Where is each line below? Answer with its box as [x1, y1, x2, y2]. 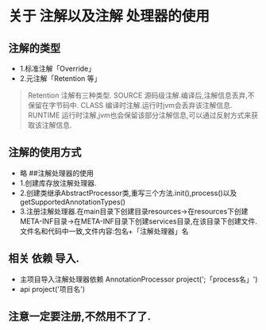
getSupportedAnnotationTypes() [19, 197, 125, 206]
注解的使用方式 [8, 146, 82, 159]
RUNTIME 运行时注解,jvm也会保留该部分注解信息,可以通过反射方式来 [27, 110, 252, 120]
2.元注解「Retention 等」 [19, 74, 102, 83]
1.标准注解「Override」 [19, 64, 96, 73]
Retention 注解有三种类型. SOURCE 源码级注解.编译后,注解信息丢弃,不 [27, 90, 255, 100]
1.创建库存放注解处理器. [19, 178, 97, 187]
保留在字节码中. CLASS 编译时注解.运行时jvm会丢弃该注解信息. [27, 101, 233, 109]
